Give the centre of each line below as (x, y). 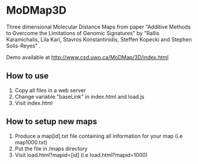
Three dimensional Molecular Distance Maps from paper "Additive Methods (99, 27)
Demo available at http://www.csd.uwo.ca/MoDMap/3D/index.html (87, 57)
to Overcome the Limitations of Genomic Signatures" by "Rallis (83, 33)
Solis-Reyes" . (23, 46)
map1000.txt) (31, 142)
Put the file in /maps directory (51, 149)
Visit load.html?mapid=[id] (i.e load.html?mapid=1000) (81, 154)
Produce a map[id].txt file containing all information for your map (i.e (99, 136)
